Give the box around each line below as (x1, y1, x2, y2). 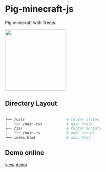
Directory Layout (5, 99, 58, 108)
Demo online (5, 148, 44, 157)
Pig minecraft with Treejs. (5, 20, 57, 25)
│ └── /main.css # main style (5, 122, 93, 126)
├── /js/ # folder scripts (5, 126, 102, 131)
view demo (5, 162, 27, 168)
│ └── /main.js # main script (5, 131, 95, 136)
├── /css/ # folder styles (5, 117, 99, 122)
